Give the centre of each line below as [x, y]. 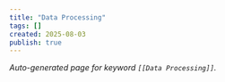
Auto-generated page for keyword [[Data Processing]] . [113, 68]
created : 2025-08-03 [48, 34]
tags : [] [26, 26]
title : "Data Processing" [57, 17]
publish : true [36, 42]
